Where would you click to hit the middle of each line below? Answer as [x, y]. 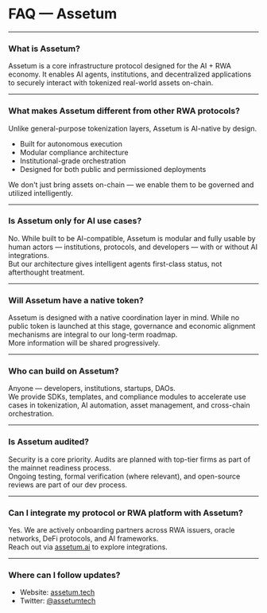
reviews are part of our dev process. [68, 484]
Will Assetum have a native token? [76, 300]
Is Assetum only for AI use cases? [75, 221]
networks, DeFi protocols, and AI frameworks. [83, 539]
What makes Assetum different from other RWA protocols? [124, 111]
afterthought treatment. [46, 272]
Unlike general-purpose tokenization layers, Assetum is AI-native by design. [133, 128]
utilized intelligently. [41, 193]
